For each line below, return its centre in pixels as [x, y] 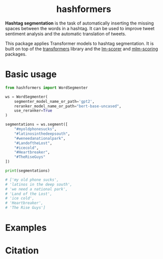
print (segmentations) [28, 171]
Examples [26, 228]
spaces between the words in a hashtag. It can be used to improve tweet [80, 28]
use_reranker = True [33, 111]
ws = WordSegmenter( [27, 97]
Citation [22, 251]
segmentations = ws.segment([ [37, 124]
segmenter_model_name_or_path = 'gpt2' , [54, 101]
